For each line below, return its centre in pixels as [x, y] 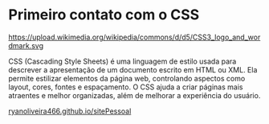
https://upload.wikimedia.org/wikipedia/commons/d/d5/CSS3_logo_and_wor [134, 37]
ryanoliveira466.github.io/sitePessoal [70, 111]
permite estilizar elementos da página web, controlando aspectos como [127, 78]
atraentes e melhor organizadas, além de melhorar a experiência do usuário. [134, 95]
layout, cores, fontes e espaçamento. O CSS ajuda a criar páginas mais [126, 87]
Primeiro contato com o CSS [104, 15]
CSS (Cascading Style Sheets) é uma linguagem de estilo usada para [122, 61]
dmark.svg [26, 45]
